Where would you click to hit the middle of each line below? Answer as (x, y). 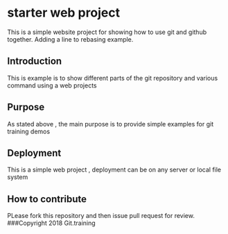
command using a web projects (52, 85)
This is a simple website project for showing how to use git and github (107, 32)
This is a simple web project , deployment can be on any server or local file (114, 170)
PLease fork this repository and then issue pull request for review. (101, 216)
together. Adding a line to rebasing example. (70, 39)
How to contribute (47, 199)
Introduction (35, 61)
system (18, 177)
